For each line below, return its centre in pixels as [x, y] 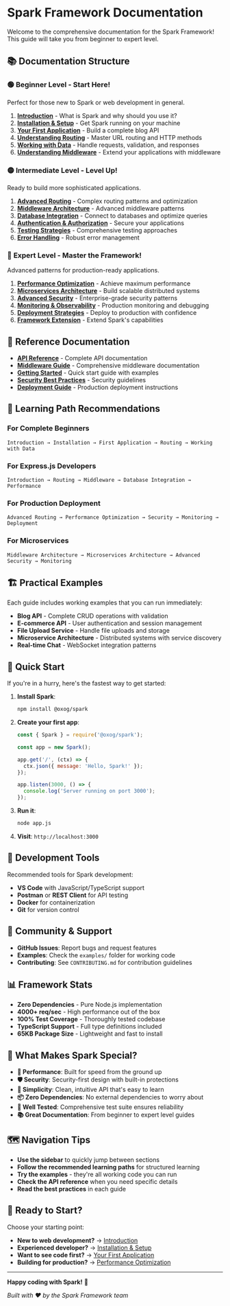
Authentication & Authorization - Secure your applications [101, 223]
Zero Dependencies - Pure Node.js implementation [89, 1005]
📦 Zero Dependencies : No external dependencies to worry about [110, 1097]
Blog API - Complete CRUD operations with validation [93, 616]
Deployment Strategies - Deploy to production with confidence [107, 313]
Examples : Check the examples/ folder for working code [96, 955]
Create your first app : [48, 723]
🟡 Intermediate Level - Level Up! [62, 170]
